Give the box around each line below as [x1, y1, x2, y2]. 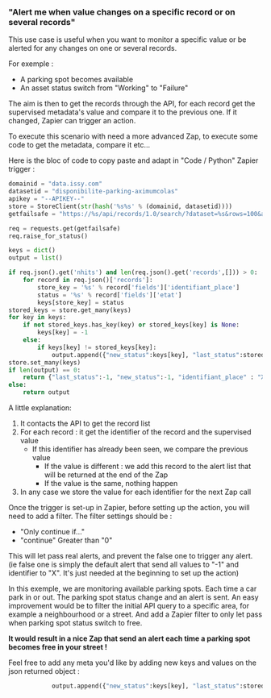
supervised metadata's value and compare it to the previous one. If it [8, 107, 238, 117]
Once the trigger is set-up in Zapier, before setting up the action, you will [8, 503, 250, 513]
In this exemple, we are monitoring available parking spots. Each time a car [8, 584, 257, 594]
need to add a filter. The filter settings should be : [8, 511, 173, 521]
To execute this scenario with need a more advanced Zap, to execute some [8, 131, 258, 141]
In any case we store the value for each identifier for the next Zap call [19, 487, 252, 497]
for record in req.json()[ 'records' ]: [23, 276, 153, 285]
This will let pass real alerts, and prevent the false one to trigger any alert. [8, 551, 253, 561]
